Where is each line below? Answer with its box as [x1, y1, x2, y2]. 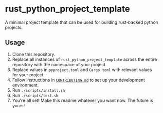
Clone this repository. [12, 51, 55, 57]
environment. [12, 82, 39, 88]
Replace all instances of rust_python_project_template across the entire [12, 56, 157, 62]
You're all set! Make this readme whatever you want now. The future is [12, 98, 153, 103]
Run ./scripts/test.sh [12, 92, 58, 98]
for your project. [12, 71, 45, 78]
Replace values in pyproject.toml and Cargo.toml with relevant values [12, 67, 152, 72]
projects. [5, 24, 23, 30]
